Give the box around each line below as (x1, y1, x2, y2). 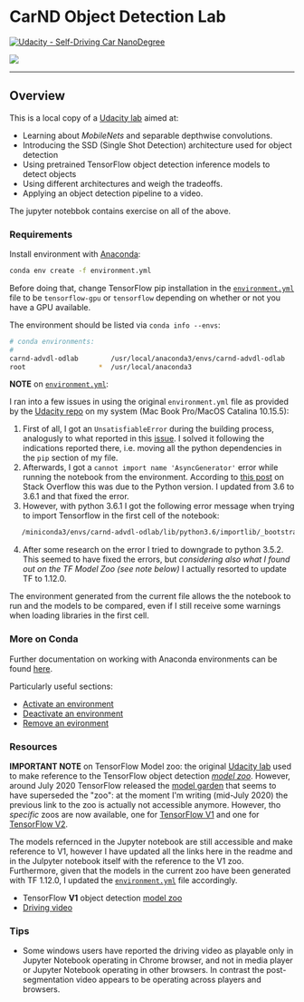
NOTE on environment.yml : (9, 378, 109, 389)
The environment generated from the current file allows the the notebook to (9, 591, 291, 602)
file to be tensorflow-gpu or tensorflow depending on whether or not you (9, 292, 281, 303)
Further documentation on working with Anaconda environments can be (9, 653, 278, 664)
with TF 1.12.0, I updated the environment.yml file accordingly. (9, 874, 238, 886)
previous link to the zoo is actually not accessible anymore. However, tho (9, 799, 281, 810)
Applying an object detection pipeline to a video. (22, 188, 204, 199)
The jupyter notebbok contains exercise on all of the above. (9, 205, 232, 216)
